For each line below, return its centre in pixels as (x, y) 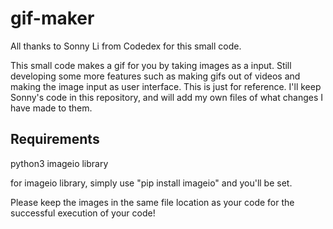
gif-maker (52, 18)
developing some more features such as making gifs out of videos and (155, 76)
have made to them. (51, 108)
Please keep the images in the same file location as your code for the (152, 202)
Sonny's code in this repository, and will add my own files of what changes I (166, 97)
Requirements (55, 139)
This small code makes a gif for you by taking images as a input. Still (151, 65)
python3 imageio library (59, 163)
